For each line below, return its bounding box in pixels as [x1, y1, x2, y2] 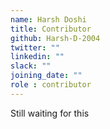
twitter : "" [10, 42, 60, 53]
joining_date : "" [10, 71, 83, 81]
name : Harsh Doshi [10, 14, 87, 25]
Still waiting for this [10, 107, 90, 119]
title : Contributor [10, 24, 92, 34]
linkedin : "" [10, 52, 65, 62]
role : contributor [10, 80, 92, 90]
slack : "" [10, 61, 52, 71]
